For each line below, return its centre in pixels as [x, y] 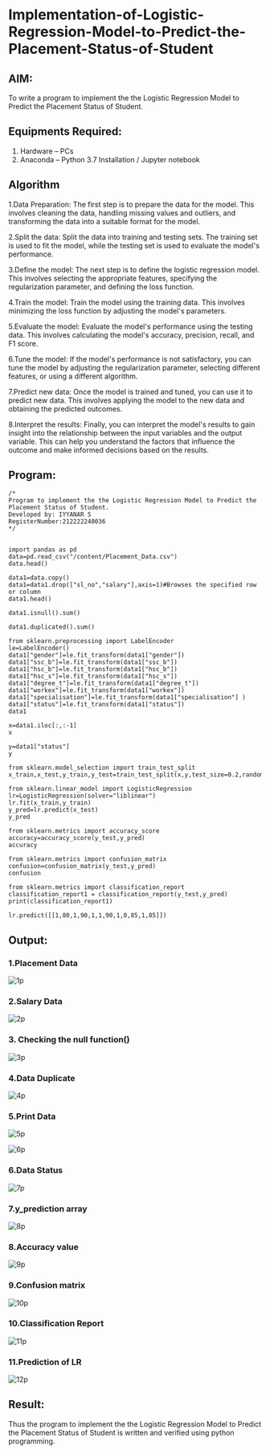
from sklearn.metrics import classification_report [96, 887]
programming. [32, 1441]
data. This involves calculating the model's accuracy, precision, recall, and [131, 334]
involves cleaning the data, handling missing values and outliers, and [122, 213]
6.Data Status [35, 1170]
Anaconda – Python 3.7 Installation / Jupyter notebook [110, 159]
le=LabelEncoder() [39, 649]
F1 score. [23, 343]
